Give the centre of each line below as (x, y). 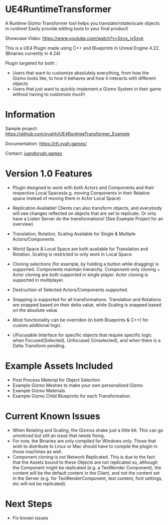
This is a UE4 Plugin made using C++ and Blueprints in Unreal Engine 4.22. (83, 48)
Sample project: (22, 128)
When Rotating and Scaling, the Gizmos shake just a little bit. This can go (88, 430)
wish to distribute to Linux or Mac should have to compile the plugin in (85, 446)
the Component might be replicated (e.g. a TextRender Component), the (87, 467)
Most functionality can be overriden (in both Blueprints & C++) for (80, 320)
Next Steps (29, 504)
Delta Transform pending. (39, 345)
